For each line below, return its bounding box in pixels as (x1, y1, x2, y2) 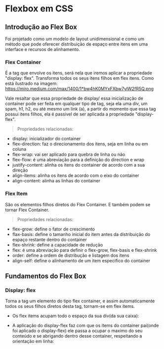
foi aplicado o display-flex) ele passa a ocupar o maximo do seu (12, 328, 143, 334)
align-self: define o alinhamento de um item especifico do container (12, 257, 151, 263)
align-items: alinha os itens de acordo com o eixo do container (12, 173, 139, 178)
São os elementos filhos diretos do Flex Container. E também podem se (5, 201, 151, 207)
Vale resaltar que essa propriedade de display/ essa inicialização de (5, 95, 143, 102)
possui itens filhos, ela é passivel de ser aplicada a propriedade (5, 111, 134, 117)
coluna (12, 146, 26, 152)
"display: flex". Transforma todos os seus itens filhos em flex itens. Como (5, 75, 154, 81)
